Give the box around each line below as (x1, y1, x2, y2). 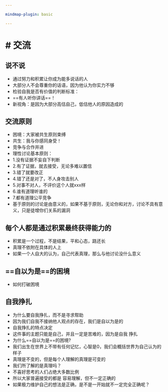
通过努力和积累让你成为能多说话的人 (12, 75, 88, 81)
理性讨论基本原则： (12, 150, 53, 157)
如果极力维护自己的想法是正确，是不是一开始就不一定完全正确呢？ (12, 381, 150, 387)
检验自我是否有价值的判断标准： (12, 88, 79, 94)
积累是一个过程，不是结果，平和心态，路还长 (12, 238, 106, 244)
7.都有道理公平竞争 (12, 195, 52, 201)
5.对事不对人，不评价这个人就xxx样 (12, 182, 86, 188)
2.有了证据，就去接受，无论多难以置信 (12, 163, 92, 169)
